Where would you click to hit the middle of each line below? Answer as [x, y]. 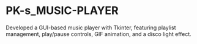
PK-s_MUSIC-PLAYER [62, 11]
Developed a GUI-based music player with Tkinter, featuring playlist [91, 28]
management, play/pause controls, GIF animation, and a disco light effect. [99, 34]
